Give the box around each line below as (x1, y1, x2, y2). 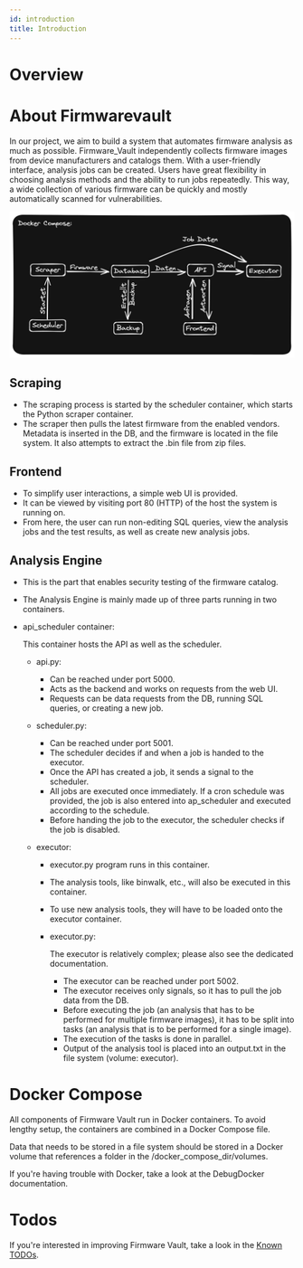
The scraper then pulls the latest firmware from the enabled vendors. (22, 419, 280, 430)
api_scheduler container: (22, 620, 115, 632)
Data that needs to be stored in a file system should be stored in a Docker (9, 1140, 283, 1152)
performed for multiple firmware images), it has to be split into (62, 1014, 295, 1025)
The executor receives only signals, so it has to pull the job (62, 985, 282, 996)
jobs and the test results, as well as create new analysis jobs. (22, 526, 251, 537)
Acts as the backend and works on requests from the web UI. (49, 683, 279, 694)
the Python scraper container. (22, 409, 134, 420)
